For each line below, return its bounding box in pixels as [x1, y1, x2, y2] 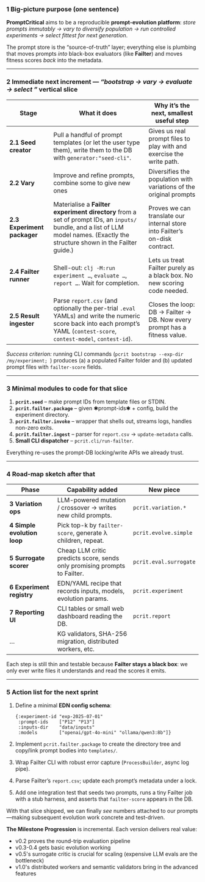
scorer [9, 562, 29, 570]
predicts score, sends [57, 554, 120, 562]
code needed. [148, 286, 189, 295]
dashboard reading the [57, 612, 123, 620]
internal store [148, 219, 187, 227]
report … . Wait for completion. [53, 279, 140, 287]
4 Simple [9, 521, 36, 530]
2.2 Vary [9, 178, 35, 187]
